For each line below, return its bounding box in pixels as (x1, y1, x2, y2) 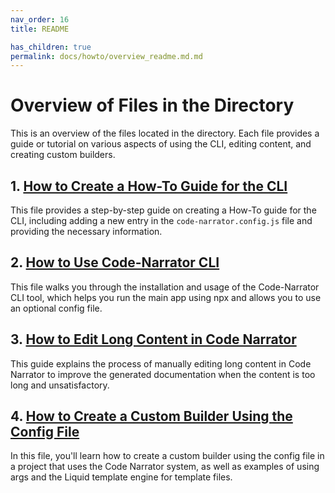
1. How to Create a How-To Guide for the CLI (10, 177, 288, 195)
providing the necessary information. (10, 226, 163, 237)
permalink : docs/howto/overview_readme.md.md (10, 51, 203, 61)
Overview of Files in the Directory (10, 94, 295, 117)
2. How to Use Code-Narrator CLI (10, 254, 220, 271)
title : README (10, 24, 70, 34)
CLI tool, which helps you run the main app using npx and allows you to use (10, 291, 322, 303)
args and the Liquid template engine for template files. (10, 471, 233, 483)
